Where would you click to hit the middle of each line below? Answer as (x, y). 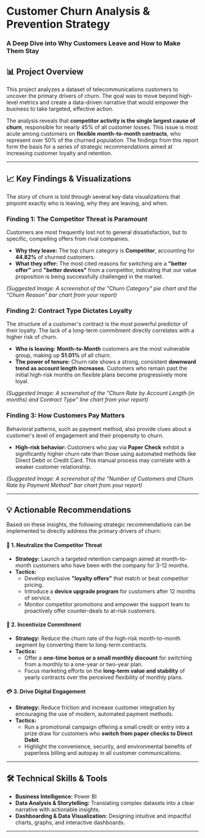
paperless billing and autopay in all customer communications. (103, 753)
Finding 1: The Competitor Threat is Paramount (77, 219)
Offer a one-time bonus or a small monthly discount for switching (108, 658)
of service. (38, 598)
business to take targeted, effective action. (60, 109)
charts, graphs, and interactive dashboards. (70, 822)
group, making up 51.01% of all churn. (63, 355)
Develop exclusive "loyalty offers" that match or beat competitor (106, 578)
